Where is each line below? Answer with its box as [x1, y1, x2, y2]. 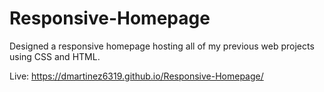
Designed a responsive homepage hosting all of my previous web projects [9, 40, 315, 52]
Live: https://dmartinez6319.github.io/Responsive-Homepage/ [9, 70, 264, 82]
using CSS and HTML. [9, 50, 101, 62]
